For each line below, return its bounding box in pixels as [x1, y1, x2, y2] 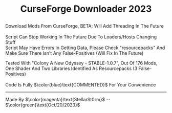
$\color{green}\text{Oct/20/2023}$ [5, 102, 80, 108]
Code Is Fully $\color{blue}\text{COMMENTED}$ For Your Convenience [5, 82, 156, 88]
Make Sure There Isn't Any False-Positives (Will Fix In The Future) [5, 50, 144, 56]
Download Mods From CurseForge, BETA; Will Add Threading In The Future [5, 23, 164, 29]
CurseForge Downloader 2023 [20, 3, 152, 15]
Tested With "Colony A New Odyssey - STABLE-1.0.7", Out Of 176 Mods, [5, 60, 158, 66]
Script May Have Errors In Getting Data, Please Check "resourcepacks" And [5, 44, 165, 51]
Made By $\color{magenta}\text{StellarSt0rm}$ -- [5, 97, 111, 103]
